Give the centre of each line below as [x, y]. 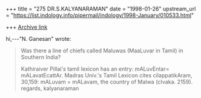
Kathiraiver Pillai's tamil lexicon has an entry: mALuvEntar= [95, 69]
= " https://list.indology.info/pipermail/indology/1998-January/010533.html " [100, 15]
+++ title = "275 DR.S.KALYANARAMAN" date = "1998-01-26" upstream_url [101, 9]
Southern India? [41, 57]
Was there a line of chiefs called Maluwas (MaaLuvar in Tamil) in [102, 51]
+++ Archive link [27, 27]
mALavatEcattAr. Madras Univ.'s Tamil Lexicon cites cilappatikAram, [106, 75]
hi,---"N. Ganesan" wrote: [39, 39]
